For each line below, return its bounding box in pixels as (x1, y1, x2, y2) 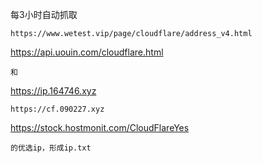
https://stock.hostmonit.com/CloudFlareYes (10, 122, 190, 133)
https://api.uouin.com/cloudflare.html (10, 46, 164, 58)
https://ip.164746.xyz (10, 85, 97, 97)
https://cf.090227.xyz (10, 104, 105, 114)
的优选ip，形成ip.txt (10, 143, 92, 153)
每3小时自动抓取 (10, 9, 78, 20)
